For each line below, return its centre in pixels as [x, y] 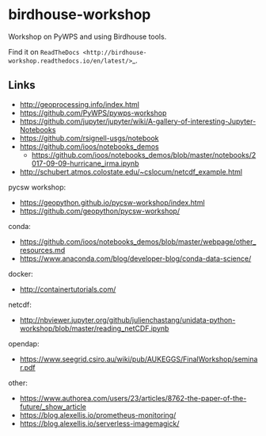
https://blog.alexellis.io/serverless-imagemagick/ [99, 423]
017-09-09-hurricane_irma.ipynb [85, 163]
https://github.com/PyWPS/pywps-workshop [93, 113]
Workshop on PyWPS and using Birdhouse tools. [87, 36]
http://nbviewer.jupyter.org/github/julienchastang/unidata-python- [127, 319]
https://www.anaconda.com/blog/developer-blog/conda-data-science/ [135, 258]
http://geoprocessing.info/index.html [80, 104]
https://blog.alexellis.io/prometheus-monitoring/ [98, 415]
